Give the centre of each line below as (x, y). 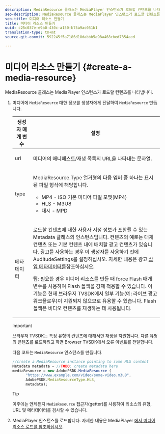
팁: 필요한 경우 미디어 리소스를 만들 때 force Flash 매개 (93, 279)
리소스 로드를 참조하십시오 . (38, 427)
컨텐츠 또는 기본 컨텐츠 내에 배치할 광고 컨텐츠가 (85, 244)
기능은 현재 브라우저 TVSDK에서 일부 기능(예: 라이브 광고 (95, 294)
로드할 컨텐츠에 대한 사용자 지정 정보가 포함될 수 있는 (91, 230)
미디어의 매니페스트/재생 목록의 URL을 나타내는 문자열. (93, 159)
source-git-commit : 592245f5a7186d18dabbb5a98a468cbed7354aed (70, 37)
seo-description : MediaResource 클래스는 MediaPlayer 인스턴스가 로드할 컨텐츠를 (83, 14)
